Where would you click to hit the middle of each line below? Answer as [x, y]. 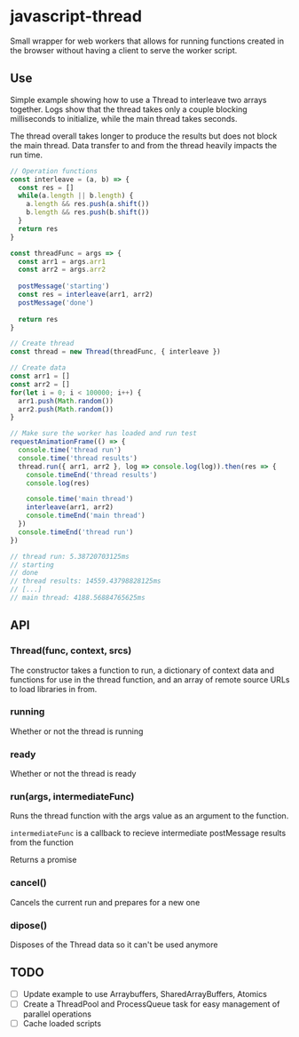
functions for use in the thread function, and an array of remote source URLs [150, 679]
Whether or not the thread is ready [73, 774]
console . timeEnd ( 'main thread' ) [86, 516]
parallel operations [57, 1014]
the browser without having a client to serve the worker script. [124, 50]
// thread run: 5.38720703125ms [70, 556]
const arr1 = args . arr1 [62, 261]
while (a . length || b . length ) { [76, 196]
